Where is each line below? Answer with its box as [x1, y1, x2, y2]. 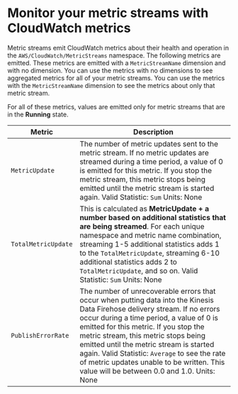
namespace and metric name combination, [79, 230, 222, 240]
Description [133, 126, 174, 136]
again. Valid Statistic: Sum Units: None [79, 192, 203, 202]
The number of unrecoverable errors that [79, 286, 216, 296]
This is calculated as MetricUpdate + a [79, 204, 210, 214]
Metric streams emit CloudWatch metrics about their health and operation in [7, 43, 229, 52]
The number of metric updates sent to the [79, 138, 218, 148]
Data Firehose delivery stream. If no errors [79, 304, 221, 314]
